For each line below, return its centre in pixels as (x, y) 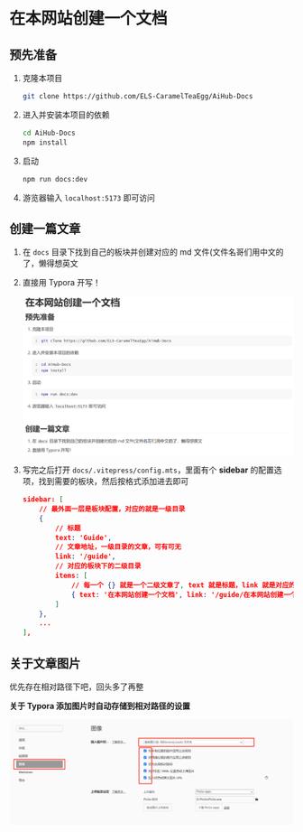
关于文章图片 (45, 664)
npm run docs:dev (55, 179)
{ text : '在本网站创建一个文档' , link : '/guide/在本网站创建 (177, 594)
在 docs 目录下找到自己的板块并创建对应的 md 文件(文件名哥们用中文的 (153, 252)
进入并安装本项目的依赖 (66, 115)
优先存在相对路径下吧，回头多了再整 (77, 687)
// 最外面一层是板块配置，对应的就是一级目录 (112, 509)
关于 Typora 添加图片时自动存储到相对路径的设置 (100, 706)
